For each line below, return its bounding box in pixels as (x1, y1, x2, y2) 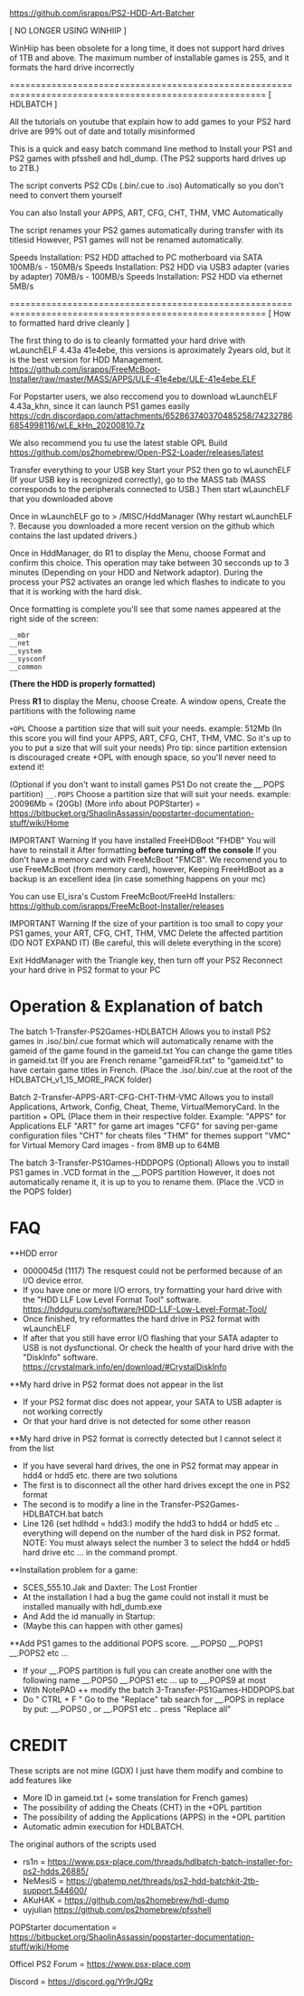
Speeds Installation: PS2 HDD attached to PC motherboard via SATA (9, 252, 263, 262)
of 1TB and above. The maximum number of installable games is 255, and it (9, 52, 290, 62)
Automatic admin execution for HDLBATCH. (22, 1820, 185, 1831)
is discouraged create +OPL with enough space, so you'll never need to (9, 752, 277, 763)
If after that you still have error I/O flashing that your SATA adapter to (22, 1332, 279, 1343)
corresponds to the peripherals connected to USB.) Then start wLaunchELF (9, 484, 291, 494)
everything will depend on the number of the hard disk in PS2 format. (22, 1527, 280, 1538)
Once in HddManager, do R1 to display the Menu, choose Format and (9, 547, 266, 558)
